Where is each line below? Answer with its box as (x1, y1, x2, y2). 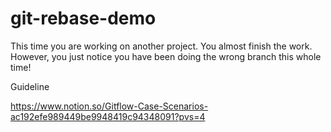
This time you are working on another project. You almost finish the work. (10, 40, 313, 52)
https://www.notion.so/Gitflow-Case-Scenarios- (10, 100, 209, 112)
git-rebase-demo (10, 7, 157, 30)
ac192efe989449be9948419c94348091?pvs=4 (10, 110, 206, 122)
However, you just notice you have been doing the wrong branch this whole (10, 50, 322, 62)
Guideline (10, 80, 50, 92)
